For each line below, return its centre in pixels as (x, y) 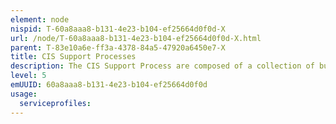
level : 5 (28, 76)
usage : (24, 94)
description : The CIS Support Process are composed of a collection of (162, 66)
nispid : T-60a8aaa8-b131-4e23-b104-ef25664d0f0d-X (118, 29)
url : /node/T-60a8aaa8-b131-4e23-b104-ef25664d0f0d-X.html (136, 38)
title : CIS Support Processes (73, 57)
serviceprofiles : (55, 103)
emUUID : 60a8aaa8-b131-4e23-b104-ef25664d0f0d (109, 85)
